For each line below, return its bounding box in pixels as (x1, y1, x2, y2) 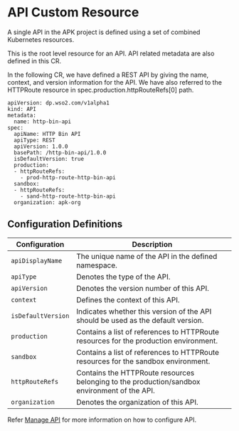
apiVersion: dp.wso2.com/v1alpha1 (7, 99, 110, 107)
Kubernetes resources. (7, 35, 75, 43)
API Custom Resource (7, 4, 139, 21)
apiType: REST (14, 137, 55, 144)
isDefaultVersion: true (14, 155, 84, 162)
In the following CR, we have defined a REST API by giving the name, (7, 70, 209, 79)
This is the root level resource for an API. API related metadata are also (7, 49, 215, 58)
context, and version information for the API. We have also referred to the (7, 78, 223, 86)
